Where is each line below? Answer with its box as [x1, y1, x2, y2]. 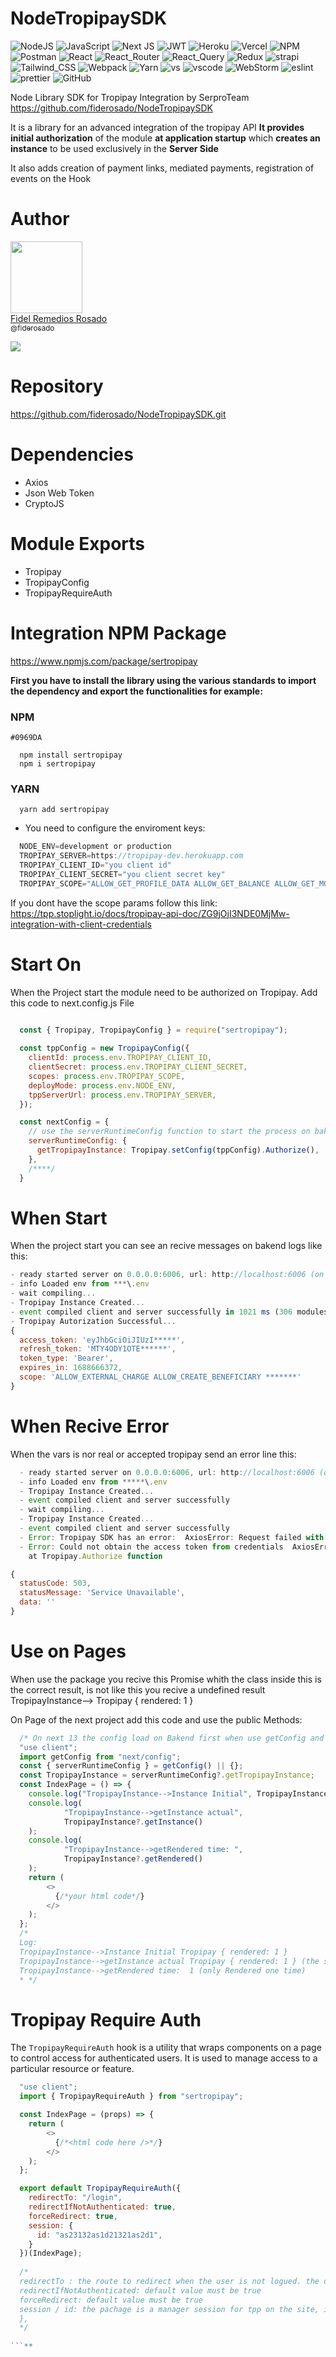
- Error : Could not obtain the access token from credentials [19, 1542, 284, 1552]
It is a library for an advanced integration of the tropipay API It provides [10, 121, 305, 133]
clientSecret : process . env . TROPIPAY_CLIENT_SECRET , [28, 1062, 248, 1072]
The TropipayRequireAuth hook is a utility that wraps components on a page [10, 2042, 322, 2054]
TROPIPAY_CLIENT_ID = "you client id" [19, 860, 172, 870]
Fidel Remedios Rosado [10, 312, 108, 324]
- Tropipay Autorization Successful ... [10, 1316, 177, 1326]
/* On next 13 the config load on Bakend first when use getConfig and [19, 1733, 325, 1743]
